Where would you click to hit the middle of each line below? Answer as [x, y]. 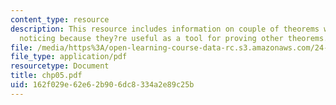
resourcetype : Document [60, 66]
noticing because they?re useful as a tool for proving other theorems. [174, 38]
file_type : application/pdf [69, 57]
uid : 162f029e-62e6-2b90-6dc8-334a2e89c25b [102, 85]
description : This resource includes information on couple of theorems [165, 29]
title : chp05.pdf [46, 76]
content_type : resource [60, 19]
